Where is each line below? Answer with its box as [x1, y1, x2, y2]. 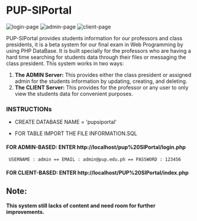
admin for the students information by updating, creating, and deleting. [14, 78, 188, 85]
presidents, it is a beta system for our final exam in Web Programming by [6, 41, 183, 48]
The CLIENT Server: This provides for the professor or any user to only [14, 84, 189, 91]
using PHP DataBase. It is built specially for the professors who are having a [6, 47, 191, 54]
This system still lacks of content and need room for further [6, 202, 156, 209]
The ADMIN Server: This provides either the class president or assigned [14, 71, 192, 78]
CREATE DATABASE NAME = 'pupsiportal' [14, 118, 117, 126]
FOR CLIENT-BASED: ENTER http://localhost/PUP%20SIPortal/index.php [6, 169, 189, 177]
